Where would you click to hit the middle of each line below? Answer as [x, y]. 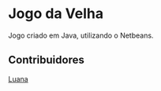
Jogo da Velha [56, 14]
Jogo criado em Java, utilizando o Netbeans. [81, 35]
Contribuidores [46, 60]
